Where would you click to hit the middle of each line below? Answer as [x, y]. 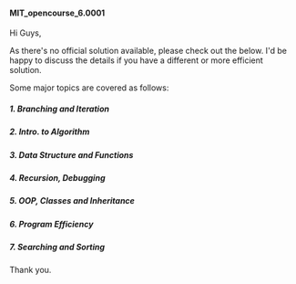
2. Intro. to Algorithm [50, 131]
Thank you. [31, 270]
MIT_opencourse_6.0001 [57, 13]
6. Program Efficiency [51, 224]
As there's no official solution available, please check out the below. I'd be [148, 51]
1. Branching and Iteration [59, 109]
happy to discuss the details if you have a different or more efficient [137, 60]
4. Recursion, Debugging [57, 177]
